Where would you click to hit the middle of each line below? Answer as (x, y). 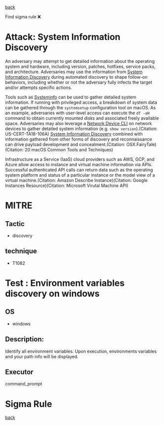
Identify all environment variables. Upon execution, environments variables (81, 351)
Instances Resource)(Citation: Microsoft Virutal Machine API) (67, 186)
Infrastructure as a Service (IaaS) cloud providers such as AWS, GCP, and (80, 159)
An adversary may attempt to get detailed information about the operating (80, 61)
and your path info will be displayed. (42, 356)
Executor (19, 372)
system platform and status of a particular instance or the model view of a (80, 175)
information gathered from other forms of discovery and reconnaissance (79, 139)
